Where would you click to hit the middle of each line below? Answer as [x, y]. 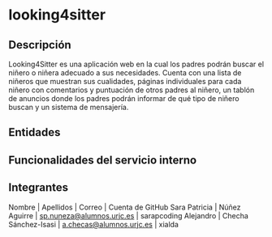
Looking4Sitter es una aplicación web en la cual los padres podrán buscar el [136, 64]
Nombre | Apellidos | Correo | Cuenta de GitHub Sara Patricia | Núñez [125, 207]
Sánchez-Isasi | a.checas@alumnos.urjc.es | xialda [93, 224]
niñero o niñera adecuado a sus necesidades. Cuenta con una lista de [125, 73]
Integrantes [39, 188]
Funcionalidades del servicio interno [103, 160]
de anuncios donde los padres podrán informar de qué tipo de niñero [124, 98]
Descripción [40, 45]
